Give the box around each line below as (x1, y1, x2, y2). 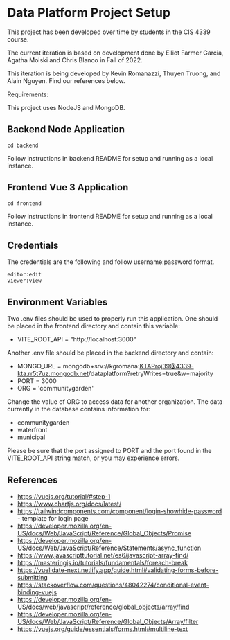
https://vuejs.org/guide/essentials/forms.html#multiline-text (17, 625, 188, 633)
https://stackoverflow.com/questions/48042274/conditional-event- (17, 580, 209, 589)
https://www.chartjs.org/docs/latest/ (17, 500, 122, 508)
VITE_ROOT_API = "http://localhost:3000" (17, 335, 136, 344)
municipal (17, 433, 46, 441)
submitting (17, 574, 48, 581)
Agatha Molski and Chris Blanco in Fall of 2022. (7, 55, 143, 64)
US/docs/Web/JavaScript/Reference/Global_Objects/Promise (17, 529, 192, 537)
